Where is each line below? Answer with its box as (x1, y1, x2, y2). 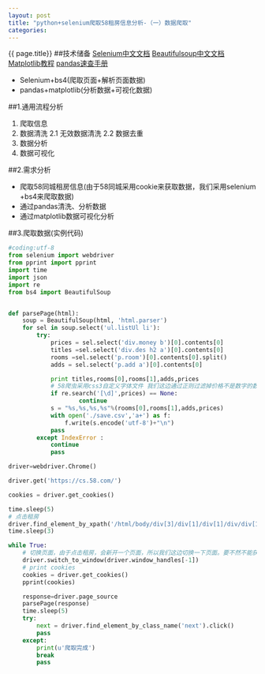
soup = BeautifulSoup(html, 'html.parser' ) (22, 316, 168, 324)
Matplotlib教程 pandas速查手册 (8, 58, 108, 68)
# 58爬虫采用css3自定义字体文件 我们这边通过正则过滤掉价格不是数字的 (50, 382, 253, 391)
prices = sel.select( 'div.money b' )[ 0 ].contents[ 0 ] (50, 339, 224, 346)
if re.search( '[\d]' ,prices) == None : (50, 390, 178, 398)
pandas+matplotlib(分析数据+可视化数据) (19, 85, 153, 95)
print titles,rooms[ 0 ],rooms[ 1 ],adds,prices (50, 375, 200, 383)
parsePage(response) (22, 600, 90, 608)
